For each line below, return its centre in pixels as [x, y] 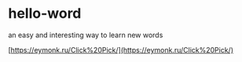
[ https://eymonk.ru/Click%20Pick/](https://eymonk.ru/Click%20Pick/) [121, 50]
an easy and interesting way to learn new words [86, 35]
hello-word [45, 14]
